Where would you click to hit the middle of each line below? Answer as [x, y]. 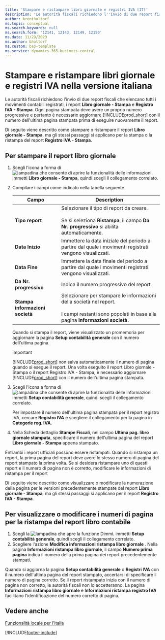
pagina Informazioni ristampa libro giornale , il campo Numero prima [82, 549]
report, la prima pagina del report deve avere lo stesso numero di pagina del [82, 458]
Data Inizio [27, 247]
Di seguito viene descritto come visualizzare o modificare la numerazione [79, 483]
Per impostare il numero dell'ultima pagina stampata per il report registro [86, 412]
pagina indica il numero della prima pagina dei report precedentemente [84, 555]
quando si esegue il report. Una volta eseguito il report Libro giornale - [83, 367]
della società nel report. [88, 302]
